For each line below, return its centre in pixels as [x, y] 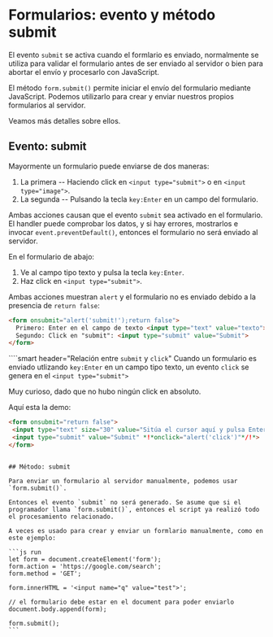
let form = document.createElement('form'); [85, 559]
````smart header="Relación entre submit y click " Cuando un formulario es [133, 359]
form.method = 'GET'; [45, 574]
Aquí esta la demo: [40, 408]
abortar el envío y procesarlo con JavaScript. [84, 72]
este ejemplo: [32, 538]
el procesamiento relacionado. [61, 517]
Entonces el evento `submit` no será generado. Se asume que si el [125, 502]
